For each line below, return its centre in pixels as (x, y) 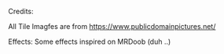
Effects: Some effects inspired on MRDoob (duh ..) (90, 41)
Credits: (21, 11)
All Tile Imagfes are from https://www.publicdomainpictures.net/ (112, 26)
